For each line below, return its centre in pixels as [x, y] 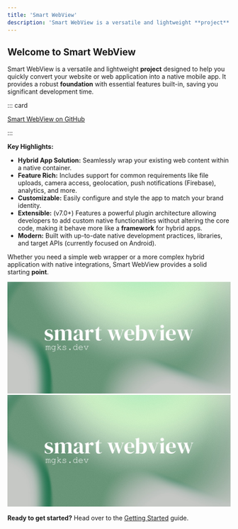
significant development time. [51, 91]
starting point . [28, 272]
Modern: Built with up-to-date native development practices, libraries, [120, 236]
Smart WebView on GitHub [46, 119]
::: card [18, 106]
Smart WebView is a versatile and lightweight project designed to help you [116, 69]
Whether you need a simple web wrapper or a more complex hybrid [106, 257]
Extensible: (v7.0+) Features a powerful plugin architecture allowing [117, 213]
